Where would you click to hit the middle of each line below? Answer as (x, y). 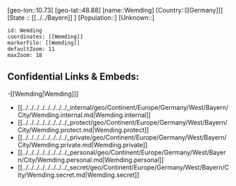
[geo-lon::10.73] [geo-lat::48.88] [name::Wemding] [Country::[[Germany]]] (115, 10)
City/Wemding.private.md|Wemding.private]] (82, 144)
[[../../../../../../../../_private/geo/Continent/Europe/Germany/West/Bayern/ (122, 137)
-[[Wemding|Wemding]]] (43, 94)
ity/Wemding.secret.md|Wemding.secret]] (78, 175)
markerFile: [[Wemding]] (44, 43)
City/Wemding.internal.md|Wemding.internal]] (84, 115)
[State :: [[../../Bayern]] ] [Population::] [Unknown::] (81, 18)
